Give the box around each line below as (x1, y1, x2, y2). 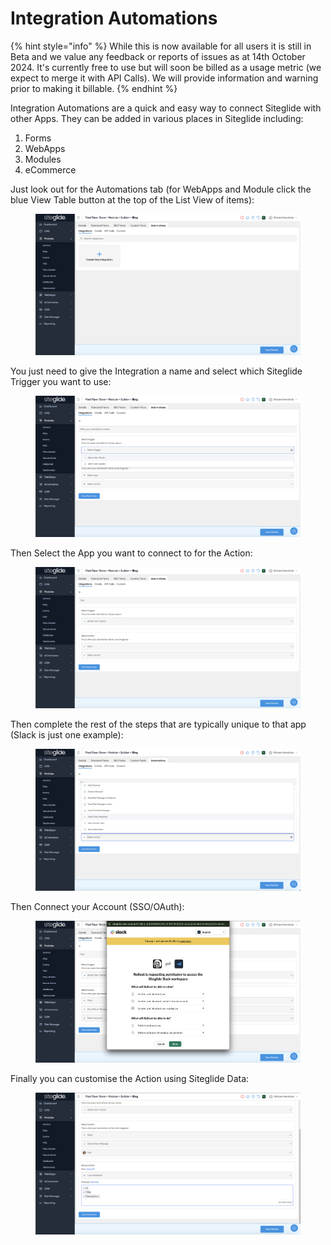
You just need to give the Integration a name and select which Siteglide (10, 365, 303, 377)
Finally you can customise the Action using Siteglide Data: (10, 1072, 250, 1084)
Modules (24, 153, 62, 165)
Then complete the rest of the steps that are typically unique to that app (10, 718, 307, 731)
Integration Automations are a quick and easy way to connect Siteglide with (10, 102, 322, 114)
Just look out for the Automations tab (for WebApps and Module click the (10, 183, 312, 195)
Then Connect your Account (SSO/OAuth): (10, 900, 185, 912)
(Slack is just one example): (10, 729, 124, 741)
